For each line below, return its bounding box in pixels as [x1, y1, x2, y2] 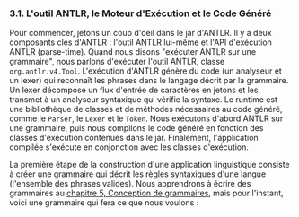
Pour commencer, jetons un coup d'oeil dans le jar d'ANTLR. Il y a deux [9, 28, 272, 39]
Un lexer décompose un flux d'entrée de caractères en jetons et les [9, 84, 259, 96]
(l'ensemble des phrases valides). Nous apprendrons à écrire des [9, 178, 251, 189]
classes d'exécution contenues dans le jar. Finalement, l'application [9, 133, 259, 143]
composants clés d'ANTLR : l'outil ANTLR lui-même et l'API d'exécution [9, 37, 272, 48]
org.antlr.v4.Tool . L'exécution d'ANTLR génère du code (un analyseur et [9, 65, 283, 76]
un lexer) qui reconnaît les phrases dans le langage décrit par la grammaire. [9, 75, 289, 86]
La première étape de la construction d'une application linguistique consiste [9, 160, 290, 170]
